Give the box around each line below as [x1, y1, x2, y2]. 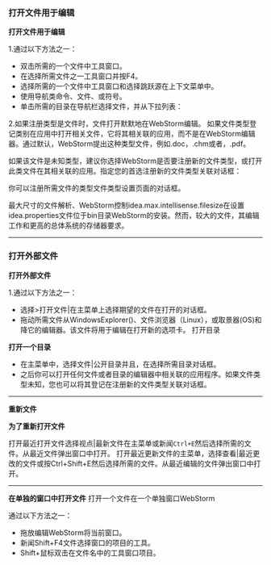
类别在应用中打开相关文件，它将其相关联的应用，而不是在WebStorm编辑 [15, 129, 256, 139]
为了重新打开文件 [8, 421, 65, 431]
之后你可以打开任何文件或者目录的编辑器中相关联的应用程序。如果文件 [19, 369, 254, 379]
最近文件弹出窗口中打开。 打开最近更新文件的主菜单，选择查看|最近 [29, 448, 253, 458]
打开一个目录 [8, 341, 51, 352]
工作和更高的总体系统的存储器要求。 [8, 220, 129, 231]
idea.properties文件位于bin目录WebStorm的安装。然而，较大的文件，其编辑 [8, 211, 260, 220]
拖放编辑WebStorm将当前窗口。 [19, 527, 127, 538]
